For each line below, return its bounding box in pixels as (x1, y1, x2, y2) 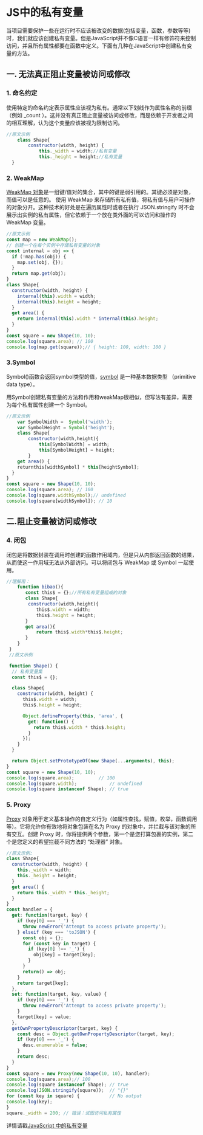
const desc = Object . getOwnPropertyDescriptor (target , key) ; (17, 1031, 175, 1037)
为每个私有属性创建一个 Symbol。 (6, 401, 91, 408)
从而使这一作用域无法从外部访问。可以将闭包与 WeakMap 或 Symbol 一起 (6, 559, 189, 566)
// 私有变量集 (12, 668, 43, 675)
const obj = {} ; (22, 934, 64, 941)
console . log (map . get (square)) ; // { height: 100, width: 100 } (6, 344, 167, 350)
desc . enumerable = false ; (22, 1042, 88, 1049)
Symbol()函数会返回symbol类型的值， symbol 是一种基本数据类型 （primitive (6, 373, 196, 380)
